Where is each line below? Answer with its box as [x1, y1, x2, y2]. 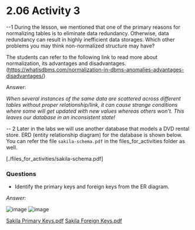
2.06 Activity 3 [6, 4, 80, 18]
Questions [6, 170, 36, 178]
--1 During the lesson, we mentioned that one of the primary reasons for [6, 23, 181, 31]
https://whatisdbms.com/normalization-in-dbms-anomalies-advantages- [8, 66, 184, 73]
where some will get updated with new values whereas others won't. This [6, 107, 184, 114]
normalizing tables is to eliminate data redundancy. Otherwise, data [6, 29, 169, 36]
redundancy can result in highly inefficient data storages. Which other [6, 36, 175, 43]
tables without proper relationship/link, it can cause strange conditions [6, 101, 178, 108]
